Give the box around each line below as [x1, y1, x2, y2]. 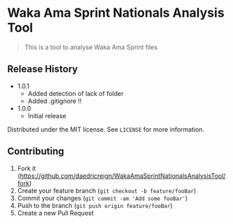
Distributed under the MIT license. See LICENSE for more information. [7, 125, 205, 134]
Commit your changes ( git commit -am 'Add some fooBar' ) [17, 194, 188, 202]
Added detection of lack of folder [27, 89, 124, 97]
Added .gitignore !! [27, 97, 82, 105]
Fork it [17, 164, 36, 172]
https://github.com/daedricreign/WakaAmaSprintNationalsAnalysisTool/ [20, 171, 226, 180]
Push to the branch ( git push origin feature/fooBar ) [17, 201, 173, 209]
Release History [7, 63, 78, 75]
